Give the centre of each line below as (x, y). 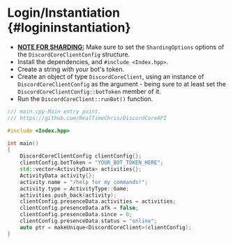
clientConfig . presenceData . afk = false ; (79, 208)
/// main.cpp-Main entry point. (54, 112)
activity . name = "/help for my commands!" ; (84, 182)
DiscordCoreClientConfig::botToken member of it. (89, 91)
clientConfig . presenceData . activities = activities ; (98, 201)
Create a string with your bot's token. (70, 69)
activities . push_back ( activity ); (68, 195)
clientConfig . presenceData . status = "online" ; (89, 221)
